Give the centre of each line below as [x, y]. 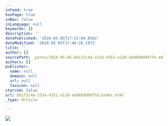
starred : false [21, 90]
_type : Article [21, 100]
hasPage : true [20, 15]
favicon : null [25, 85]
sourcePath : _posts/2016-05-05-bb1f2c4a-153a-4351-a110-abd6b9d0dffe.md [84, 57]
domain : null [24, 76]
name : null [21, 72]
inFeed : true [19, 10]
